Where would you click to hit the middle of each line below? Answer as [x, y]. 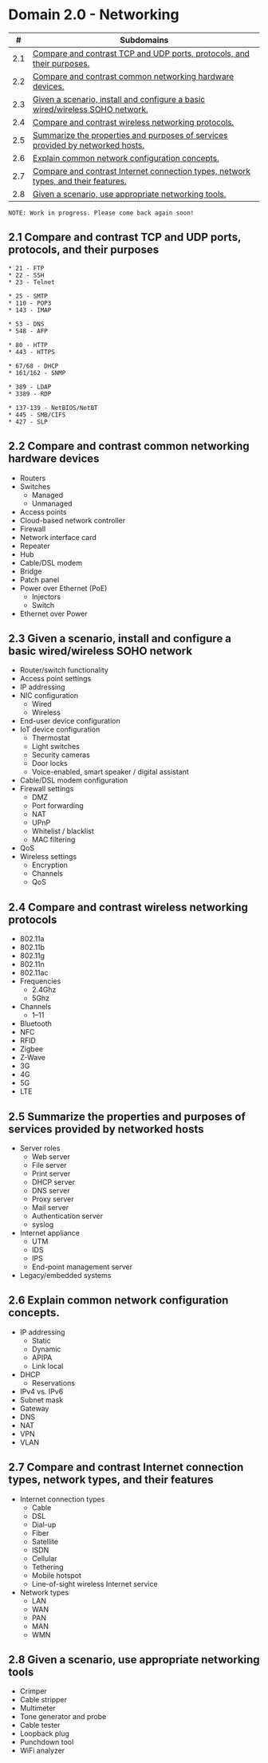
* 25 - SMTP [28, 296]
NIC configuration [49, 696]
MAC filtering [53, 840]
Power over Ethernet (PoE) [63, 588]
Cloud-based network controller [73, 520]
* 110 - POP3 [30, 303]
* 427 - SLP [28, 422]
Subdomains [144, 40]
